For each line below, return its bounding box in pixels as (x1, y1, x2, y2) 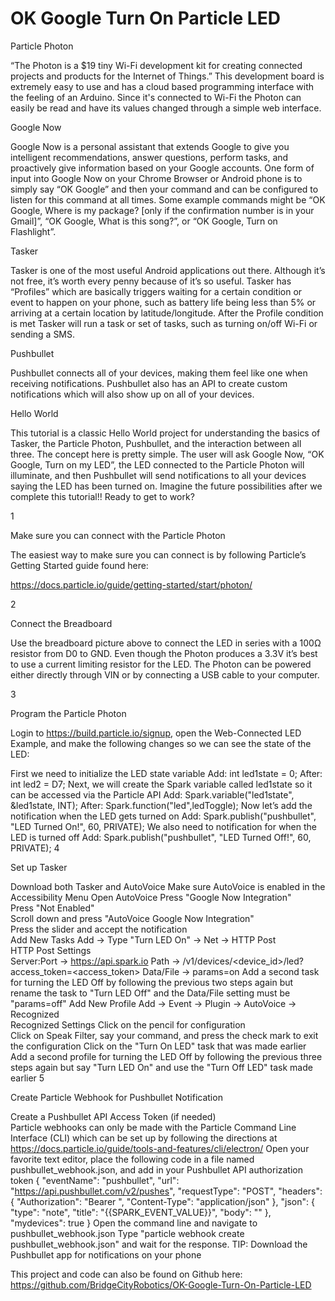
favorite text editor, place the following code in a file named (10, 1153, 255, 1165)
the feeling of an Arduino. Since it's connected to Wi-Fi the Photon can (10, 91, 302, 103)
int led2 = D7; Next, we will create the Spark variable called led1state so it (10, 778, 313, 790)
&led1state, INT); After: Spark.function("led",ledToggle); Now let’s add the (10, 799, 313, 811)
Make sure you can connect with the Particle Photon (10, 529, 226, 541)
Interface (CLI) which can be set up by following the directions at (10, 1132, 278, 1144)
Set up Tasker (10, 861, 68, 873)
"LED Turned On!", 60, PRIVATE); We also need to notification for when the (10, 820, 318, 832)
